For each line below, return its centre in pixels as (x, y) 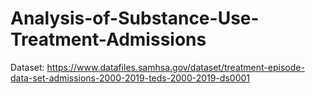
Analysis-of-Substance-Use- (135, 18)
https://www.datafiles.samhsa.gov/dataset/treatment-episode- (175, 67)
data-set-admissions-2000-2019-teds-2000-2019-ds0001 (130, 78)
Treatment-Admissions (108, 39)
